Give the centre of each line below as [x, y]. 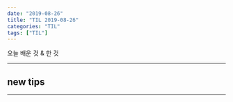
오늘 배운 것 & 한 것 [33, 53]
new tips [26, 82]
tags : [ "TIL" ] [28, 33]
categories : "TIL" [34, 26]
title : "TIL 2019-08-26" [43, 20]
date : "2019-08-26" [35, 13]
